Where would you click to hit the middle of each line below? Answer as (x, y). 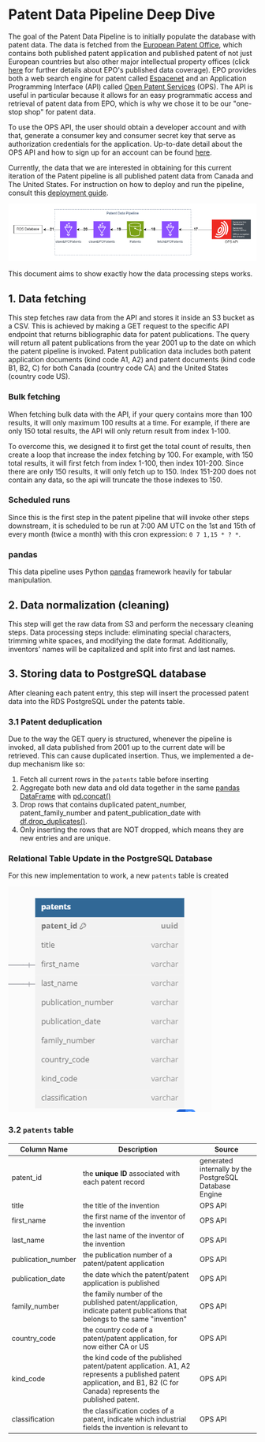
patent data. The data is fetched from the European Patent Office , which (125, 44)
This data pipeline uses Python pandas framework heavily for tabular (120, 572)
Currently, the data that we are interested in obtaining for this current (120, 167)
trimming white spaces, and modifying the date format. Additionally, (118, 640)
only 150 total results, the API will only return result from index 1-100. (119, 431)
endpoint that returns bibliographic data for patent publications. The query (129, 335)
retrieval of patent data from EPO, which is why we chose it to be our (120, 103)
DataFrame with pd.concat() (65, 796)
